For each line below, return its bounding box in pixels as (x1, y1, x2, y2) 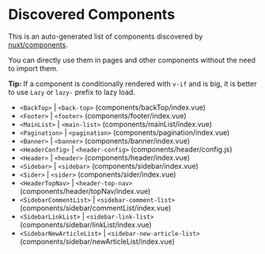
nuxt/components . (8, 39, 69, 49)
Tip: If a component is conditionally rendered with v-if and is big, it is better (8, 79, 257, 88)
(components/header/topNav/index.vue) (19, 186, 151, 196)
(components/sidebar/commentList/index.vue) (19, 203, 172, 212)
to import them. (8, 63, 59, 73)
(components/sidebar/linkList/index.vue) (19, 219, 152, 230)
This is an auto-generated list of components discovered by (8, 32, 203, 41)
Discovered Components (8, 6, 176, 24)
